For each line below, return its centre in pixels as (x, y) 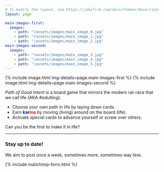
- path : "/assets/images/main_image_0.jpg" (59, 32)
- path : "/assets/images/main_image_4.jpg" (59, 59)
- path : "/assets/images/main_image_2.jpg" (59, 41)
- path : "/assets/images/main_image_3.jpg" (59, 55)
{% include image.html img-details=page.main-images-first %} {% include (80, 78)
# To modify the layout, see (35, 10)
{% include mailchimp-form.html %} (41, 164)
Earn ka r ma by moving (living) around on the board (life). (69, 112)
